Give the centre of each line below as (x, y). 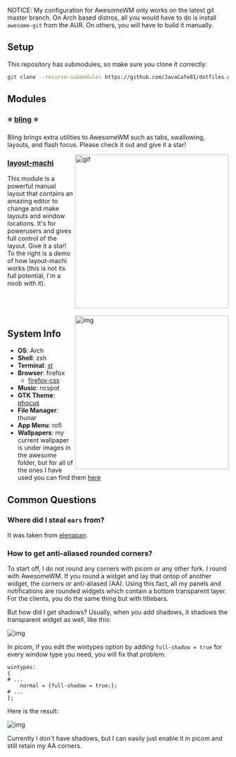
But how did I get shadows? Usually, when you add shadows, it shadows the (118, 612)
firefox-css (44, 381)
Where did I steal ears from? (56, 520)
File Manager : (38, 410)
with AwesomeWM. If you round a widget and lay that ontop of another (110, 576)
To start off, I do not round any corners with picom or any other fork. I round (117, 568)
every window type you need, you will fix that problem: (87, 654)
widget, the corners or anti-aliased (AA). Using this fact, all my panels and (114, 584)
